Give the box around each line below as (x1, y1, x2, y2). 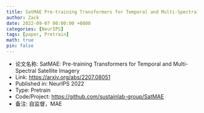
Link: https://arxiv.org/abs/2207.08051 (15, 74, 110, 81)
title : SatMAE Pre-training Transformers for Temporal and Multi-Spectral (6, 9, 200, 15)
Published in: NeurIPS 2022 (15, 80, 84, 87)
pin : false (6, 43, 34, 49)
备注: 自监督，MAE (15, 100, 63, 107)
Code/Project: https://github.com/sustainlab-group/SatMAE (15, 92, 165, 100)
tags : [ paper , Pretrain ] (6, 32, 69, 38)
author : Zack (6, 15, 39, 21)
